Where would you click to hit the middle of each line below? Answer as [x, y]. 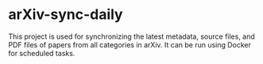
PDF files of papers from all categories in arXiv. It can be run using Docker [130, 44]
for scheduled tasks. [42, 53]
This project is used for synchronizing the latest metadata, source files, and [132, 36]
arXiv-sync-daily [66, 15]
